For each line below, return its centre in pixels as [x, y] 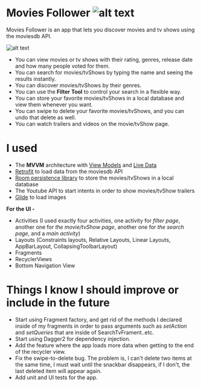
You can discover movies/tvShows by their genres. [78, 85]
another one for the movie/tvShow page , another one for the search [99, 227]
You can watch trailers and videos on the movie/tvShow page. [92, 123]
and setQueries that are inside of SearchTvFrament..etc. [85, 332]
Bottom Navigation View [45, 265]
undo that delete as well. [46, 117]
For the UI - [21, 209]
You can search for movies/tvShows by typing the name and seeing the [104, 72]
